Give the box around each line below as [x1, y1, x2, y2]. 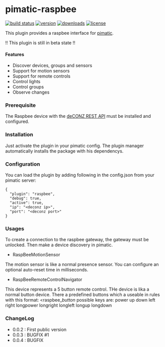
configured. [5, 118, 29, 124]
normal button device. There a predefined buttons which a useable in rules [5, 292, 160, 298]
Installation [5, 131, 34, 138]
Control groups [12, 84, 44, 90]
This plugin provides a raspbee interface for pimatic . [5, 30, 114, 36]
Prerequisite [5, 102, 36, 109]
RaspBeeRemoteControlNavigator [12, 276, 82, 283]
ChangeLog [5, 315, 34, 322]
